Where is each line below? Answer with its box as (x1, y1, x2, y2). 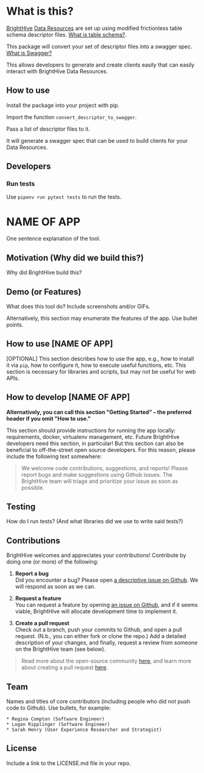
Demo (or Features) (6, 286, 82, 297)
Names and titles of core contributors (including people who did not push (6, 698, 191, 705)
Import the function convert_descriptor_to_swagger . (6, 113, 137, 120)
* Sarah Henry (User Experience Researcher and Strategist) (6, 727, 163, 733)
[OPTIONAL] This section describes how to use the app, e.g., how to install (6, 355, 194, 362)
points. (6, 321, 24, 328)
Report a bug (15, 570, 49, 578)
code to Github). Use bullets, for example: (6, 704, 111, 712)
